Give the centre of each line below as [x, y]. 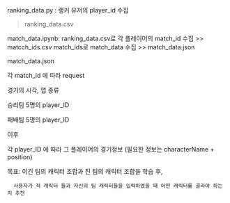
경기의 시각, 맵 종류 [33, 90]
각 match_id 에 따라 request [46, 75]
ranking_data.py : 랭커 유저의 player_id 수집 [68, 10]
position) [20, 157]
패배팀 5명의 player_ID [38, 120]
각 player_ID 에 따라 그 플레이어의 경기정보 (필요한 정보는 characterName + [111, 149]
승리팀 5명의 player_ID [38, 105]
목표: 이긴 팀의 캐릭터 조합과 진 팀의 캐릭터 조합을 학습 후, [85, 171]
